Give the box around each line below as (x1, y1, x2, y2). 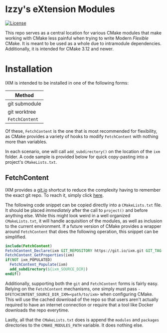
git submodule (7, 100, 41, 107)
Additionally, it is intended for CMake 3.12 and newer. (5, 46, 114, 52)
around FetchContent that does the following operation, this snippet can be (5, 228, 159, 234)
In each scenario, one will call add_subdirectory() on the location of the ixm (5, 148, 161, 154)
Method (14, 92, 34, 99)
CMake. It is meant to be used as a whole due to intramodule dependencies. (5, 40, 162, 46)
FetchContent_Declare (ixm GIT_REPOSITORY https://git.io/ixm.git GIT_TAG (5, 248, 162, 253)
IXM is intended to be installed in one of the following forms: (5, 80, 129, 86)
